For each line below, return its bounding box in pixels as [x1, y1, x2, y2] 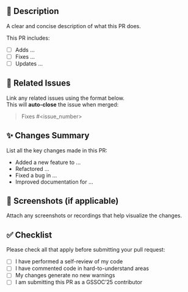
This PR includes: [6, 34, 50, 42]
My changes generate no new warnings [15, 272, 115, 279]
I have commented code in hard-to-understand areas [15, 264, 150, 272]
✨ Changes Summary [6, 130, 90, 141]
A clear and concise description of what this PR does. [6, 22, 142, 29]
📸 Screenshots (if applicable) [6, 196, 119, 206]
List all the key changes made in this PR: [6, 146, 108, 154]
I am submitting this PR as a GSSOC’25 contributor [15, 279, 143, 286]
